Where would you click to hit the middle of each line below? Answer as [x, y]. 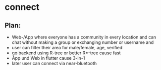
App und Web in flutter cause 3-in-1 [48, 58]
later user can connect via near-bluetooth [54, 63]
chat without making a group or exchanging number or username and [83, 42]
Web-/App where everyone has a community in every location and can [84, 37]
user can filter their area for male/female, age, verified [67, 48]
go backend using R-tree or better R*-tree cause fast [66, 53]
